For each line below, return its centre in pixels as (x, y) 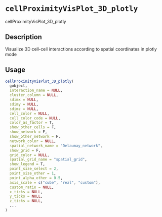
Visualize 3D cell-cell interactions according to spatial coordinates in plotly (81, 49)
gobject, (19, 86)
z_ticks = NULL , (26, 201)
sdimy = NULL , (24, 104)
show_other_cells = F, (33, 127)
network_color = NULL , (33, 141)
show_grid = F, (25, 150)
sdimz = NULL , (24, 109)
